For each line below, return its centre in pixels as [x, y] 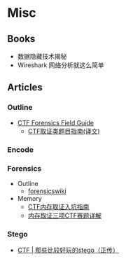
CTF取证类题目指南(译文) [64, 131]
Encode [20, 150]
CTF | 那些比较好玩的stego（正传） [68, 251]
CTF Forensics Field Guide [56, 122]
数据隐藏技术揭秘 [42, 56]
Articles [25, 88]
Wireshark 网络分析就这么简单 [61, 65]
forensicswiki [47, 191]
